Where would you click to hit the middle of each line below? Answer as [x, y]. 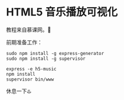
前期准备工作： [24, 42]
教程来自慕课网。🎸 [29, 30]
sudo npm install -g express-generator [55, 53]
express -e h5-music [32, 69]
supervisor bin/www [30, 79]
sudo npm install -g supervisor [46, 59]
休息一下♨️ [19, 91]
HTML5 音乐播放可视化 [62, 12]
